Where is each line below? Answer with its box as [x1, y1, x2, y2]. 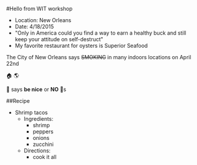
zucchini [32, 140, 54, 148]
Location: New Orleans [14, 17, 72, 23]
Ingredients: [23, 115, 54, 122]
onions [32, 135, 50, 141]
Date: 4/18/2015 [14, 23, 54, 30]
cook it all [32, 154, 57, 160]
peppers [32, 128, 54, 135]
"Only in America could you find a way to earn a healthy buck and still [14, 29, 187, 36]
